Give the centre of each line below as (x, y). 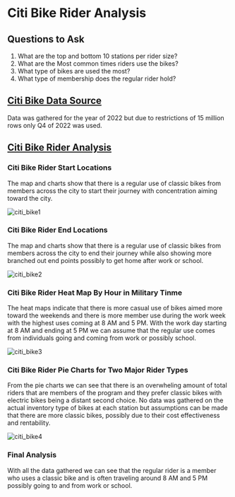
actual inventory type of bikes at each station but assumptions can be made (117, 408)
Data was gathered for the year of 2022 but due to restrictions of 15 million (116, 117)
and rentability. (29, 423)
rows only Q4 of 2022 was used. (55, 125)
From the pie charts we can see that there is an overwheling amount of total (117, 385)
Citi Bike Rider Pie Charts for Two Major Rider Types (98, 370)
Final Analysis (32, 455)
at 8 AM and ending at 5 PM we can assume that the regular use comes (111, 331)
